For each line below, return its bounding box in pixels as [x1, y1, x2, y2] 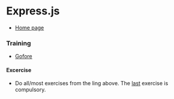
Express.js [6, 4, 60, 18]
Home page [14, 24, 44, 31]
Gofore [14, 53, 33, 60]
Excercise [6, 66, 32, 73]
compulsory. [14, 86, 46, 94]
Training [6, 39, 31, 47]
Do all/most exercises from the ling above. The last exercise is [14, 80, 169, 87]
